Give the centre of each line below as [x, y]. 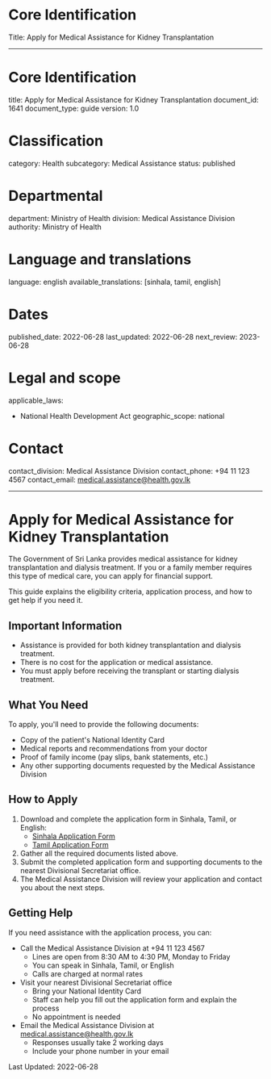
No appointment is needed [76, 1016]
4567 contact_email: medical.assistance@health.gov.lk [100, 479]
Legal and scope [65, 378]
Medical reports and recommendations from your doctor [114, 749]
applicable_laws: [36, 400]
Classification [56, 141]
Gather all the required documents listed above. [99, 853]
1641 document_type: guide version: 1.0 [74, 108]
